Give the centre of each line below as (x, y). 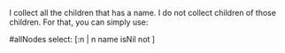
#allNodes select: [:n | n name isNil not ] (82, 39)
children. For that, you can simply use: (79, 22)
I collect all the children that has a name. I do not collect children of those (143, 13)
